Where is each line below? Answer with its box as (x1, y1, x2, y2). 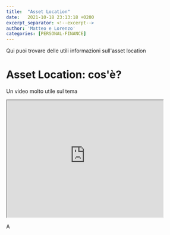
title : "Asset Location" (6, 8, 70, 15)
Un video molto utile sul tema (6, 87, 78, 95)
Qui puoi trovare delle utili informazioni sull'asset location (6, 47, 146, 54)
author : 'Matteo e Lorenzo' (6, 25, 76, 32)
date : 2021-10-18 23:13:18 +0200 (6, 14, 95, 20)
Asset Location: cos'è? (6, 68, 122, 82)
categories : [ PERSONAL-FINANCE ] (6, 31, 86, 37)
